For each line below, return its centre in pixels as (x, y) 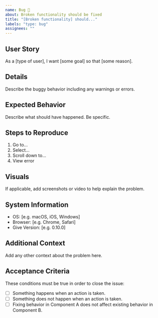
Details (16, 77)
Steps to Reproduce (37, 133)
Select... (21, 150)
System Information (37, 205)
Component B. (27, 310)
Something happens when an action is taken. (59, 293)
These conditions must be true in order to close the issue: (65, 283)
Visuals (17, 177)
